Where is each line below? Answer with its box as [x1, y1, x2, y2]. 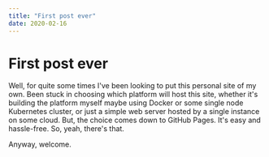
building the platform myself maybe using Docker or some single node [8, 98, 244, 108]
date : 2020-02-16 [8, 19, 67, 28]
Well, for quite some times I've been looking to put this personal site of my [8, 81, 257, 91]
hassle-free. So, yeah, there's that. [8, 124, 124, 134]
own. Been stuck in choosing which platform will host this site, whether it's [8, 90, 258, 100]
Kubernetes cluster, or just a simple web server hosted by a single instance [8, 107, 260, 117]
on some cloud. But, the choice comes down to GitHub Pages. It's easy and [8, 115, 262, 125]
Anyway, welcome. [8, 139, 72, 150]
